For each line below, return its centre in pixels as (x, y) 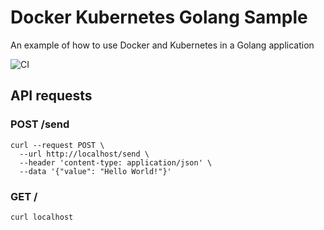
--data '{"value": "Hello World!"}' (95, 171)
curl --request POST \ (57, 145)
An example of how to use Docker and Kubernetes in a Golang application (162, 45)
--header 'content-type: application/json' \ (116, 162)
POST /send (40, 124)
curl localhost (42, 217)
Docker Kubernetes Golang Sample (159, 17)
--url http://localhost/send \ (84, 154)
